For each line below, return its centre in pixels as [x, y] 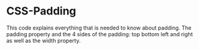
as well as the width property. [44, 40]
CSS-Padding [41, 11]
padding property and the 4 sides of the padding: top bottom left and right [100, 34]
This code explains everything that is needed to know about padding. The [99, 28]
